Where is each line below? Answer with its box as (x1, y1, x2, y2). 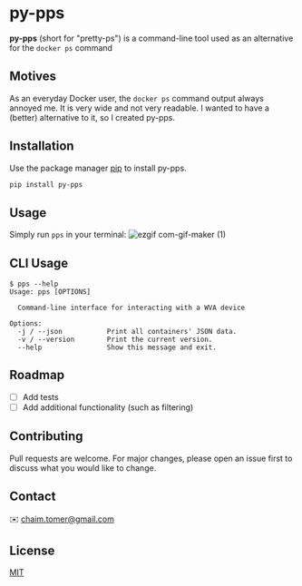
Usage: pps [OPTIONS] (9, 288, 92, 297)
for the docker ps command (9, 42, 113, 53)
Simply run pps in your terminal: (9, 230, 127, 240)
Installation (9, 139, 74, 154)
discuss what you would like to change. (9, 462, 157, 474)
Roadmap (9, 367, 65, 383)
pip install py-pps (9, 180, 83, 189)
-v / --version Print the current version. (17, 335, 213, 345)
